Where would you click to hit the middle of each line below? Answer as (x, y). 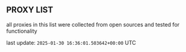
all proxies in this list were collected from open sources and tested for (93, 24)
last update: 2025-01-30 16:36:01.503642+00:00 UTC (71, 42)
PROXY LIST (30, 10)
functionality (22, 31)
